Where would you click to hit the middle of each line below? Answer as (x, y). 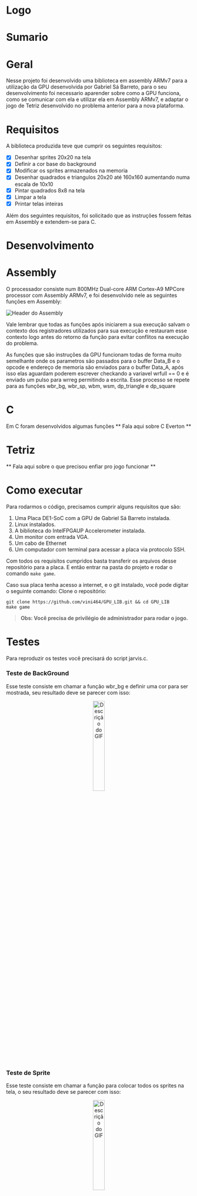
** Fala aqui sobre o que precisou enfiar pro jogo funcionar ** (81, 466)
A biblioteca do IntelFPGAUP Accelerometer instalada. (80, 530)
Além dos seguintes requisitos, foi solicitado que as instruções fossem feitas (99, 215)
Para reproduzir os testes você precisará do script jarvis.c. (77, 658)
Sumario (27, 37)
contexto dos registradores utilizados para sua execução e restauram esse (96, 331)
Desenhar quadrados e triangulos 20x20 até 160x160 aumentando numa (102, 177)
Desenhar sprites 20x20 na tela (53, 158)
